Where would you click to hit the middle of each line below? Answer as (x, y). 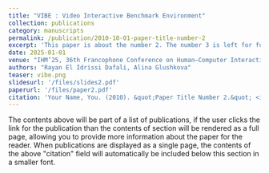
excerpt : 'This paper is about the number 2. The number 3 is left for (130, 45)
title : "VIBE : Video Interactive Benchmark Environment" (107, 16)
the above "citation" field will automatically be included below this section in (134, 154)
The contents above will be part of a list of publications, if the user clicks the (134, 120)
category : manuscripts (46, 30)
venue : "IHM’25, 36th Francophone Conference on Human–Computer (118, 61)
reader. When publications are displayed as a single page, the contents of (130, 145)
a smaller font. (32, 162)
